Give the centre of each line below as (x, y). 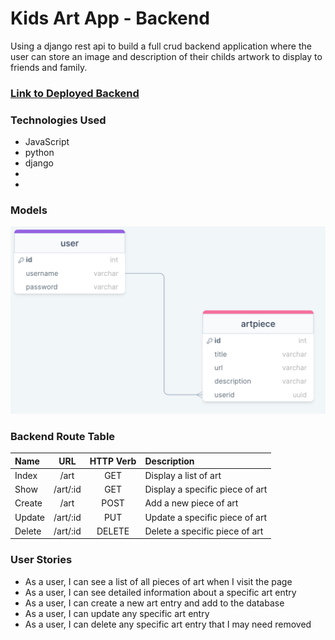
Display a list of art (183, 475)
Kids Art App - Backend (110, 18)
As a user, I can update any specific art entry (117, 613)
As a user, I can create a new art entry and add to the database (154, 603)
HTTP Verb (113, 461)
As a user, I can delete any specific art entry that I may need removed (168, 624)
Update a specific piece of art (206, 517)
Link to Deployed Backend (75, 93)
